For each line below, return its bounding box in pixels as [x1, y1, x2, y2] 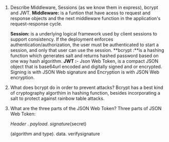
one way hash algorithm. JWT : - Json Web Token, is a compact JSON [10, 58, 159, 64]
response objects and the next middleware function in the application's [10, 15, 161, 21]
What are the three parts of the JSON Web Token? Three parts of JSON [10, 105, 162, 111]
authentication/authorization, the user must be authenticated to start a [10, 42, 159, 48]
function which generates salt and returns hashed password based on [10, 52, 159, 59]
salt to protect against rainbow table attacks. [10, 95, 105, 101]
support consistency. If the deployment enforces [10, 36, 114, 42]
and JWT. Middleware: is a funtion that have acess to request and [10, 10, 151, 16]
